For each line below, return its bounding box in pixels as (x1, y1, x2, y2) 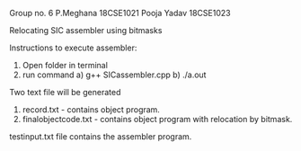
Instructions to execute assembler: (9, 42, 137, 53)
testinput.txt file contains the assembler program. (9, 131, 192, 142)
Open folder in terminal (22, 60, 108, 70)
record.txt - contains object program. (22, 104, 160, 115)
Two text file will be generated (9, 87, 121, 97)
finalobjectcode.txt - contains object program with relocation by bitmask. (22, 114, 293, 124)
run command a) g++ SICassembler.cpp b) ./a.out (22, 69, 207, 80)
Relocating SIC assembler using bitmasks (9, 25, 163, 35)
